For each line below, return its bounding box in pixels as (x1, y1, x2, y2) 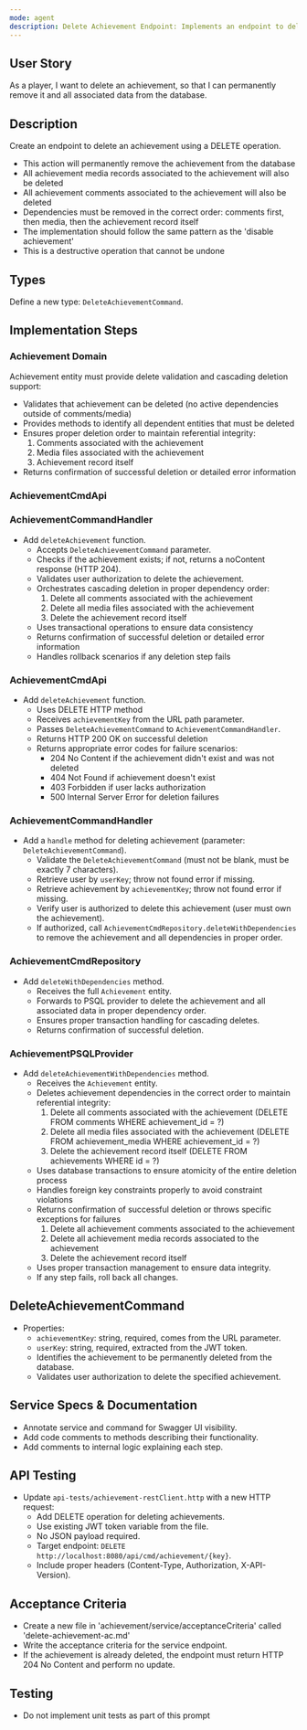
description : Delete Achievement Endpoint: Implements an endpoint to (9, 22, 284, 31)
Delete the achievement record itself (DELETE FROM (49, 1146, 249, 1157)
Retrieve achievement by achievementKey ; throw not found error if (36, 884, 282, 895)
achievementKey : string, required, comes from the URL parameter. (36, 1332, 281, 1343)
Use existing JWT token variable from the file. (36, 1521, 209, 1532)
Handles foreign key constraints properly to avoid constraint (36, 1184, 263, 1195)
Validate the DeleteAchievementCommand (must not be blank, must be (36, 854, 290, 865)
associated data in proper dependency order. (36, 1004, 207, 1015)
